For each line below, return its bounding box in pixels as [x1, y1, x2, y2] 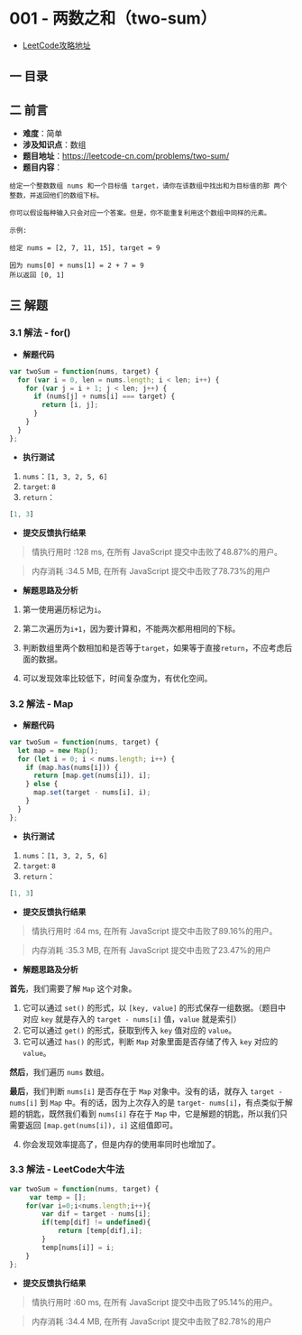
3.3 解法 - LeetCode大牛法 [9, 1163, 124, 1176]
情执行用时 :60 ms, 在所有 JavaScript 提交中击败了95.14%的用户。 [31, 1296, 278, 1307]
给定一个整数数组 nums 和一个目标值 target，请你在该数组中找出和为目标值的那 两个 [9, 181, 288, 190]
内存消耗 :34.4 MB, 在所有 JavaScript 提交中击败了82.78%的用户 [31, 1315, 272, 1327]
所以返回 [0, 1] [9, 271, 65, 280]
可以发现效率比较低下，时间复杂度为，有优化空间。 [22, 672, 213, 683]
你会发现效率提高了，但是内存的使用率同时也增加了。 [22, 1138, 221, 1149]
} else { [25, 780, 59, 789]
